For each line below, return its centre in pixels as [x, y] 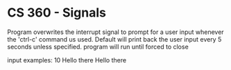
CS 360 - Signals [57, 13]
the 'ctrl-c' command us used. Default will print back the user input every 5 [114, 39]
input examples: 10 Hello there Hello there [67, 60]
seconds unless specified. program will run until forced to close [98, 46]
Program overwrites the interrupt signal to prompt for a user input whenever [115, 32]
